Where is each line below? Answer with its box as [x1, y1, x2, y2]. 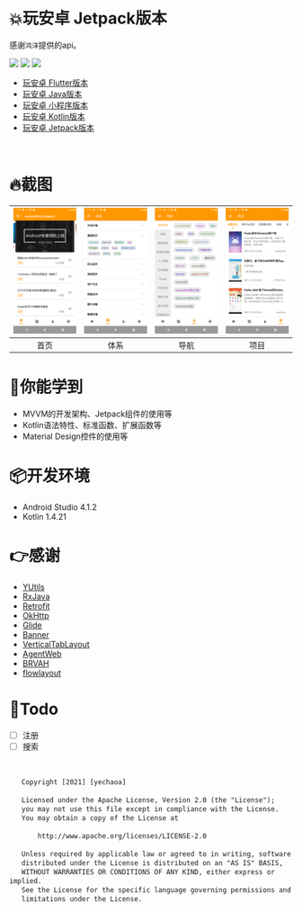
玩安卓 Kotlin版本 [22, 111, 85, 121]
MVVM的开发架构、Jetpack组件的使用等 [22, 408, 173, 419]
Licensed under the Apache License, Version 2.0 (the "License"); [21, 796, 276, 805]
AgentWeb [22, 648, 62, 659]
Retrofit [22, 600, 50, 612]
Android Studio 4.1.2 [22, 502, 97, 513]
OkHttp [22, 610, 49, 621]
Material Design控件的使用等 [22, 431, 129, 442]
